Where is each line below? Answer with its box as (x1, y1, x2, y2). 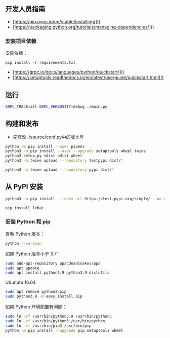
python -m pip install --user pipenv (5, 144, 85, 149)
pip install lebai (5, 205, 44, 210)
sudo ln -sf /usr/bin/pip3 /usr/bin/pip (5, 323, 92, 328)
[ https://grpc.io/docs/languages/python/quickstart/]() (12, 69, 124, 75)
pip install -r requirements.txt (5, 60, 76, 65)
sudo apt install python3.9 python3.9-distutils (5, 270, 110, 275)
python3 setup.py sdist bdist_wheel (5, 154, 82, 159)
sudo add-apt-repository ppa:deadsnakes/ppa (5, 260, 101, 266)
